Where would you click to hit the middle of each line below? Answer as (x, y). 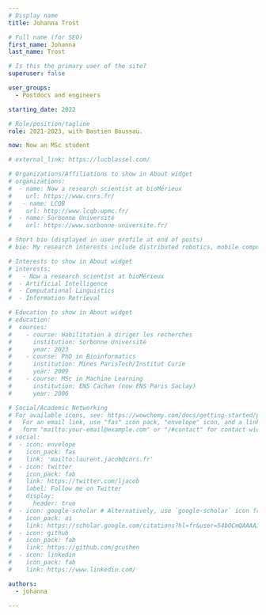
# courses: (28, 327)
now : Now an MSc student (49, 146)
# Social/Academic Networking (58, 408)
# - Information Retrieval (55, 298)
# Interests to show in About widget (70, 261)
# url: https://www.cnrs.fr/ (61, 196)
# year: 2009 (38, 372)
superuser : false (37, 74)
